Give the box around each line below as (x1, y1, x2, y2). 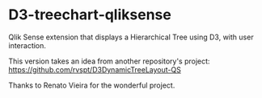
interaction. (8, 40, 47, 50)
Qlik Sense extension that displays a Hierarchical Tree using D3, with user (8, 32, 254, 42)
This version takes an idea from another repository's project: (8, 56, 210, 66)
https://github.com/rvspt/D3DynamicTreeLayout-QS (8, 64, 182, 74)
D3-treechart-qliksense (8, 6, 171, 24)
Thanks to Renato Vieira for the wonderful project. (8, 80, 175, 90)
